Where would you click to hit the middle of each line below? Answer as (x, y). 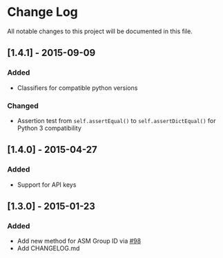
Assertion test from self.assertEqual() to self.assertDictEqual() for (116, 120)
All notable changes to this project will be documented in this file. (100, 31)
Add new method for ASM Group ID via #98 (79, 241)
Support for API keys (47, 185)
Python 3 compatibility (49, 128)
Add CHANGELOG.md (48, 248)
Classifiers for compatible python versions (77, 88)
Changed (23, 106)
